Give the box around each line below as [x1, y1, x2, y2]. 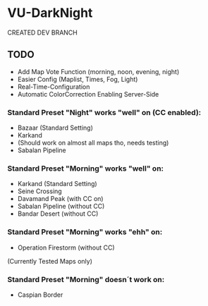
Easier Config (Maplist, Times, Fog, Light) [17, 75, 138, 83]
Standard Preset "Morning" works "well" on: [7, 164, 164, 173]
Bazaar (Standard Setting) [17, 123, 93, 132]
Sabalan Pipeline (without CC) [17, 202, 105, 211]
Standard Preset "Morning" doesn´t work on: [7, 274, 165, 284]
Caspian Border [17, 290, 63, 299]
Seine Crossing [17, 187, 62, 195]
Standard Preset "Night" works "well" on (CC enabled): [7, 107, 202, 117]
